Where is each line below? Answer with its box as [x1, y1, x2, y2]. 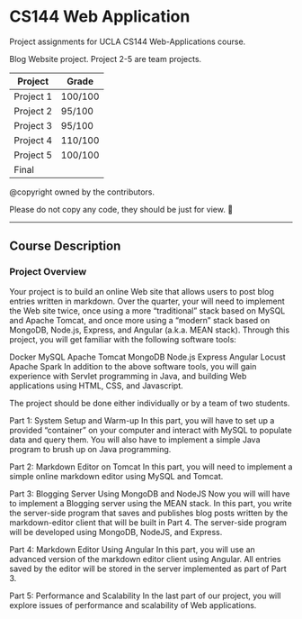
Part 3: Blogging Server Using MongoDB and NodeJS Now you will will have [9, 488, 290, 499]
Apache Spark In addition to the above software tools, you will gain [9, 360, 257, 371]
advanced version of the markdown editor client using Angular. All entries [9, 553, 281, 564]
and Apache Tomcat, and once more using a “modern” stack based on [9, 314, 271, 325]
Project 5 [13, 149, 52, 161]
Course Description [9, 239, 121, 254]
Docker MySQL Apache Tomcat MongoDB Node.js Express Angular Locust [9, 351, 286, 362]
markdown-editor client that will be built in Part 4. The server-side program [9, 516, 288, 528]
